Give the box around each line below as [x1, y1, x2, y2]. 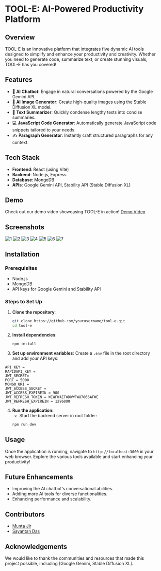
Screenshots [5, 223, 45, 231]
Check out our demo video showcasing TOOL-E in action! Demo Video [5, 209, 145, 215]
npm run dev [12, 422, 36, 427]
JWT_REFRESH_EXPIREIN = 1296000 [5, 399, 70, 404]
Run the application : [12, 407, 54, 413]
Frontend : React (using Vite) [12, 166, 69, 172]
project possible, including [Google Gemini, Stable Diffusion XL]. [5, 560, 133, 566]
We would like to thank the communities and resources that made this [5, 555, 144, 561]
